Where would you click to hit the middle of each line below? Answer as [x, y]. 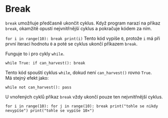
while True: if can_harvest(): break [45, 63]
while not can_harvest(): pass [38, 87]
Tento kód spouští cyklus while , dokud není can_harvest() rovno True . [79, 73]
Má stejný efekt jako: [27, 78]
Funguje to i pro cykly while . [35, 54]
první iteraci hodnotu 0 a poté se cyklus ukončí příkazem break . [72, 43]
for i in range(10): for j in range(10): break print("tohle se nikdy [82, 106]
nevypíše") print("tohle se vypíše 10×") [50, 110]
